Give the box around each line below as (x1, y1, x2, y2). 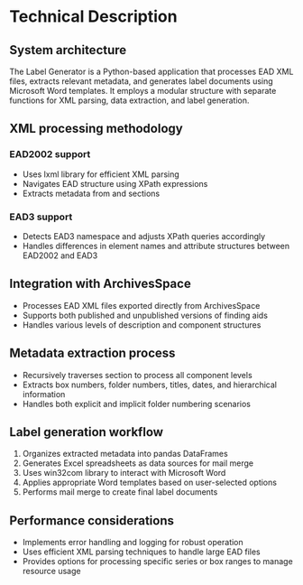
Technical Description (9, 6, 178, 27)
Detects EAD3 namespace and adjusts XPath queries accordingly (22, 230, 266, 241)
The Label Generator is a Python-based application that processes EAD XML (9, 66, 294, 77)
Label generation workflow (9, 424, 164, 440)
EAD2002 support (9, 148, 91, 161)
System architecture (9, 42, 127, 58)
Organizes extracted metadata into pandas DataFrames (22, 449, 228, 460)
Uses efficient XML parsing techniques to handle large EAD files (22, 546, 262, 557)
